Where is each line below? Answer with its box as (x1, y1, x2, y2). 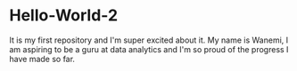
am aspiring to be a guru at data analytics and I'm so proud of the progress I (9, 43, 289, 54)
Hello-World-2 (9, 5, 119, 26)
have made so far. (9, 53, 76, 64)
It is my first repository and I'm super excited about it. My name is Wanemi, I (9, 35, 289, 45)
